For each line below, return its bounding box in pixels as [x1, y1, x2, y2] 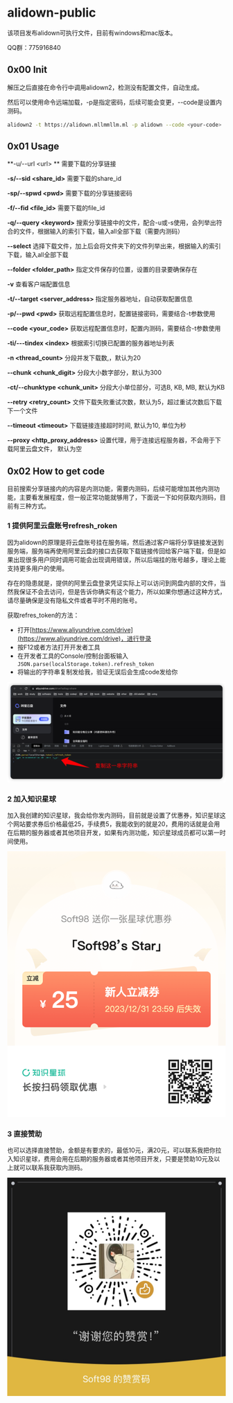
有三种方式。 [12, 502, 50, 510]
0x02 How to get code [7, 465, 105, 477]
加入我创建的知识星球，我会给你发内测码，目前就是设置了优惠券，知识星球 [7, 811, 220, 819]
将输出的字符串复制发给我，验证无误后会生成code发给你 [17, 668, 178, 676]
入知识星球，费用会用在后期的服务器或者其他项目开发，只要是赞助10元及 [7, 1155, 214, 1163]
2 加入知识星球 [7, 794, 57, 803]
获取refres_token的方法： [7, 611, 80, 619]
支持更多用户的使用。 [7, 564, 68, 573]
